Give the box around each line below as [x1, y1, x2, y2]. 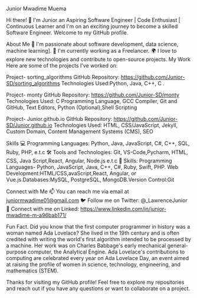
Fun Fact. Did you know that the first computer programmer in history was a [6, 223, 191, 230]
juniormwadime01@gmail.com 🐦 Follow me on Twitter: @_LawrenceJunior [6, 197, 188, 204]
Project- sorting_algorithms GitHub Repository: [6, 73, 120, 81]
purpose [6, 248, 27, 255]
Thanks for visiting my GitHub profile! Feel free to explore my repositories [6, 278, 185, 286]
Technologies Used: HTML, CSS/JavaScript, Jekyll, [53, 121, 178, 129]
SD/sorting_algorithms [6, 80, 60, 86]
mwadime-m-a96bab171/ [6, 212, 67, 219]
